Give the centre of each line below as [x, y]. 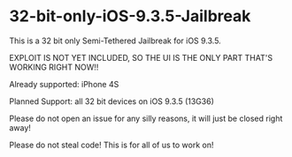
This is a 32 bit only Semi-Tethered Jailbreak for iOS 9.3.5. [115, 41]
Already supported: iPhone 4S [64, 84]
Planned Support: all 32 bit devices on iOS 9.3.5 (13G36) [111, 101]
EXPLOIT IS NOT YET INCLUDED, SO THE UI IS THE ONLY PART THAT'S [141, 57]
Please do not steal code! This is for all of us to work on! [111, 145]
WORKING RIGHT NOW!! [54, 67]
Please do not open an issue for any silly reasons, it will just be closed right [146, 118]
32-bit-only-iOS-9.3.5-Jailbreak [130, 16]
